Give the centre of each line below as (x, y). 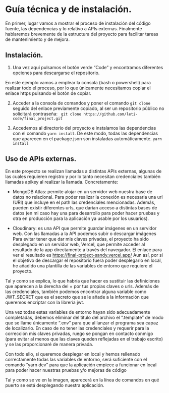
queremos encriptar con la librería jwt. (45, 302)
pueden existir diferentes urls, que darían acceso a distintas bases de (85, 207)
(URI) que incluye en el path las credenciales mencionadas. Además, (84, 202)
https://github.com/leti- (110, 114)
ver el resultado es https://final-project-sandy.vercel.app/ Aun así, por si (88, 255)
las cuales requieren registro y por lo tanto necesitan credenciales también (83, 176)
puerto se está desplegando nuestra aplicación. (55, 385)
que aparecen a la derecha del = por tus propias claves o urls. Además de (82, 286)
